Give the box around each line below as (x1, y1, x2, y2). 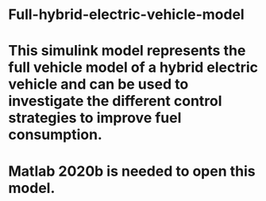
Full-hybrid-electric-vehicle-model (8, 6, 245, 24)
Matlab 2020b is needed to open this (8, 162, 256, 180)
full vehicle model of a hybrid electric (8, 59, 259, 77)
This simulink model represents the (8, 42, 246, 60)
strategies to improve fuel (8, 109, 182, 127)
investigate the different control (8, 93, 222, 110)
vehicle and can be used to (8, 75, 189, 93)
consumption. (8, 126, 103, 144)
